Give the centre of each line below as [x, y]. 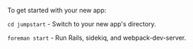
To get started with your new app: [57, 10]
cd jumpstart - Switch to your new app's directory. [82, 24]
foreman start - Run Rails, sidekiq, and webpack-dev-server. [97, 38]
